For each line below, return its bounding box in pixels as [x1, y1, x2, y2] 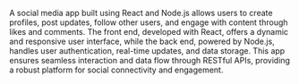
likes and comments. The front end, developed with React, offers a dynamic [9, 27, 289, 37]
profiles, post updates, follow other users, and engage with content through [9, 17, 288, 28]
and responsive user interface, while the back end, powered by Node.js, [9, 36, 275, 46]
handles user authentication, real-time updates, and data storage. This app [9, 46, 286, 56]
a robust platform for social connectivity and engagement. [9, 64, 224, 75]
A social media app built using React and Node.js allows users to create [9, 8, 273, 18]
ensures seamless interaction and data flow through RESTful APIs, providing [9, 55, 291, 65]
